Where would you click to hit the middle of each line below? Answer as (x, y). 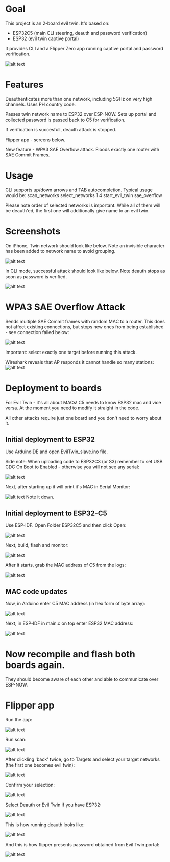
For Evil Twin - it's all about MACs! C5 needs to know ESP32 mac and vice (83, 402)
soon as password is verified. (36, 276)
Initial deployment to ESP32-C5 (56, 513)
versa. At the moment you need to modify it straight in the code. (72, 408)
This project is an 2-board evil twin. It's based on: (57, 23)
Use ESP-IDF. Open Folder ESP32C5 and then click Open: (66, 525)
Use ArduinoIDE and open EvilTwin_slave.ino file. (57, 452)
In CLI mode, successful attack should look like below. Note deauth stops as (85, 271)
